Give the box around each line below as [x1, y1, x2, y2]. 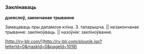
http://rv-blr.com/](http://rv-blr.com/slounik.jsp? [6, 39, 102, 44]
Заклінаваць [5, 4, 36, 11]
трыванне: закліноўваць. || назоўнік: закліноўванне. [5, 29, 112, 35]
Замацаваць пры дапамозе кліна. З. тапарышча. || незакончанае [5, 24, 139, 30]
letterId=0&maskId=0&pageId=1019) [5, 44, 78, 50]
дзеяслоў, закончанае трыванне [5, 15, 74, 21]
